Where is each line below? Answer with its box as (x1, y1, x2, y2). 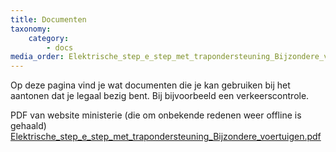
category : (28, 33, 70, 43)
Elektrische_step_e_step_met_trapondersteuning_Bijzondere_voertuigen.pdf (10, 131, 322, 143)
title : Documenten (10, 14, 87, 25)
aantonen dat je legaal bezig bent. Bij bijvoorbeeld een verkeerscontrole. (10, 90, 310, 102)
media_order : (10, 52, 65, 62)
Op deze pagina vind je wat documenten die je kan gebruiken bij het (10, 79, 291, 91)
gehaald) (10, 120, 47, 132)
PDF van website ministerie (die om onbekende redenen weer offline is (10, 109, 302, 121)
